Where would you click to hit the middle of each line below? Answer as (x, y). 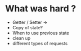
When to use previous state (41, 33)
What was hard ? (41, 9)
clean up (21, 38)
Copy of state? (27, 27)
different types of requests (40, 43)
